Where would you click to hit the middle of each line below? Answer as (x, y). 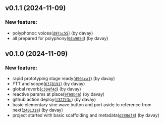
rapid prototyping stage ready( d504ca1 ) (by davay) (64, 79)
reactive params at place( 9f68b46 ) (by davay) (58, 94)
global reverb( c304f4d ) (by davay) (47, 89)
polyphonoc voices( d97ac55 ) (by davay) (53, 33)
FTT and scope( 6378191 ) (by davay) (49, 84)
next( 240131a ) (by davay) (38, 110)
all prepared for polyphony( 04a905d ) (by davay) (60, 38)
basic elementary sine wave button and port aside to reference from (82, 105)
